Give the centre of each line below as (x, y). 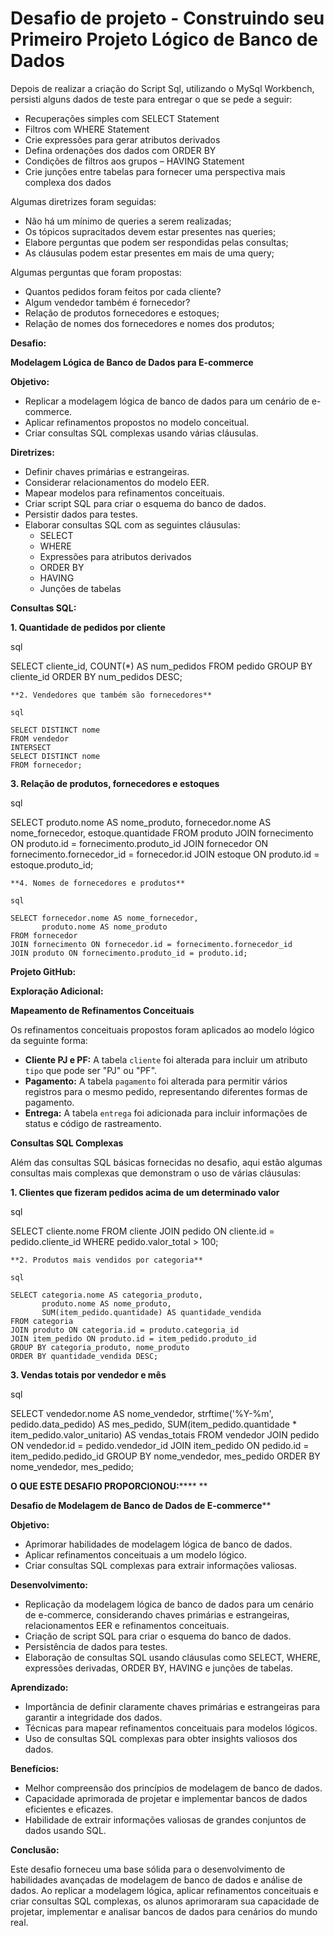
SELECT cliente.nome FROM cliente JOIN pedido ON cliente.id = (142, 1231)
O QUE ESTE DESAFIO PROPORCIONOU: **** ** (109, 1486)
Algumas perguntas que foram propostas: (96, 272)
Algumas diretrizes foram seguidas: (83, 201)
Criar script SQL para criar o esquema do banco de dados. (145, 503)
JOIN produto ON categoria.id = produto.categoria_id (125, 1330)
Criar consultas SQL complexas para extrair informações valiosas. (161, 1565)
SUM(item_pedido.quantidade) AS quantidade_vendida (151, 1312)
